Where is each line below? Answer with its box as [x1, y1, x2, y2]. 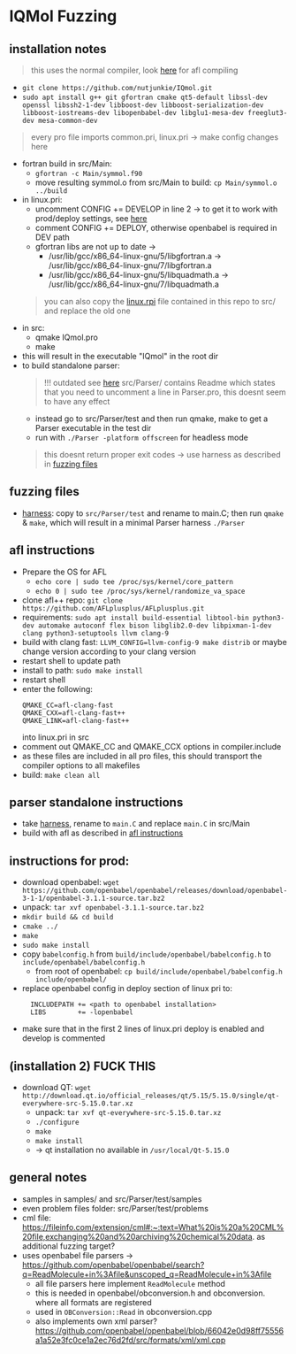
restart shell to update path [21, 655, 121, 665]
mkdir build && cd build [21, 913, 114, 922]
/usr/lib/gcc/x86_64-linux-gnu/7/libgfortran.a [48, 260, 212, 271]
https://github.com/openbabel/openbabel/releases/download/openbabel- [21, 887, 288, 896]
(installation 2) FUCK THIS [9, 1058, 156, 1073]
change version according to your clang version [21, 646, 197, 657]
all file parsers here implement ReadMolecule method [34, 1278, 225, 1289]
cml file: [21, 1212, 51, 1223]
